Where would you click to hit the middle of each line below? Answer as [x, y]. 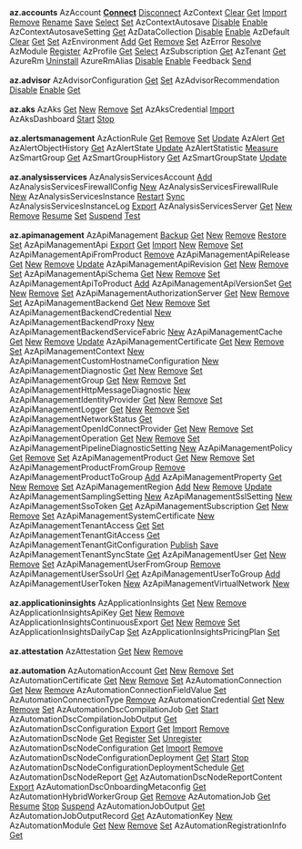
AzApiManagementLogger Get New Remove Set [100, 409]
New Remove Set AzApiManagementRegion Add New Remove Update [141, 486]
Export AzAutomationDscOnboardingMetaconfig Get [108, 787]
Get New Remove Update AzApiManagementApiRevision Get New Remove [149, 264]
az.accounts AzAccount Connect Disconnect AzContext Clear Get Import [148, 12]
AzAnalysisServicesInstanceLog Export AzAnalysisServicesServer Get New [151, 206]
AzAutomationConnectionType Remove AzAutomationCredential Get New [147, 700]
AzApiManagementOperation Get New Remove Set [105, 438]
